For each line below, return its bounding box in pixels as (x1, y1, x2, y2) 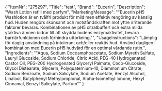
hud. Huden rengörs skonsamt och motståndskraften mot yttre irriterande (5, 19, 152, 25)
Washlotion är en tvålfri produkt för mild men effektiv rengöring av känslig (5, 14, 153, 20)
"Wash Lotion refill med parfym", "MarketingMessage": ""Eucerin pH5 (5, 9, 145, 15)
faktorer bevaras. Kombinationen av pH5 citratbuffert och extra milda (5, 25, 143, 30)
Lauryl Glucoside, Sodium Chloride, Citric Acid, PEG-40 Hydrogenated (5, 55, 146, 61)
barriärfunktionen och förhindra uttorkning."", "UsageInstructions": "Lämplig (5, 35, 158, 40)
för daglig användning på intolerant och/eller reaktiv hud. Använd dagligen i (5, 40, 156, 45)
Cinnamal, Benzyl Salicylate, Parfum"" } (5, 81, 84, 86)
